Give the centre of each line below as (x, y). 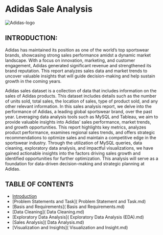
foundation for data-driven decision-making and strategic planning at (75, 163)
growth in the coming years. (33, 81)
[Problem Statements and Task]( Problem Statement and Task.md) (79, 201)
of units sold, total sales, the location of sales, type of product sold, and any (81, 101)
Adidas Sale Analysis (49, 9)
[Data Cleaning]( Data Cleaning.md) (48, 211)
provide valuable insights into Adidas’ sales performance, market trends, (78, 122)
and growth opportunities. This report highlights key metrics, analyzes (76, 127)
